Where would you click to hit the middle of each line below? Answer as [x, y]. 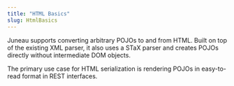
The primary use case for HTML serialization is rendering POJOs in [104, 69]
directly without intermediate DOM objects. [69, 55]
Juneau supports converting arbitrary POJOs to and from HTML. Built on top [117, 40]
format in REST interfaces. [60, 76]
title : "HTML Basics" [39, 14]
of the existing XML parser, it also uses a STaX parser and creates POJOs [113, 48]
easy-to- [214, 69]
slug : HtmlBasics [32, 20]
